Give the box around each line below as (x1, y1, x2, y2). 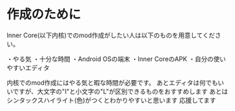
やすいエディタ (6, 63, 50, 72)
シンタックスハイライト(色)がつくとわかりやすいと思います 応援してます (6, 96, 217, 104)
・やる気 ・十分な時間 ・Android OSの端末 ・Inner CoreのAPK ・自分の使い (6, 54, 227, 63)
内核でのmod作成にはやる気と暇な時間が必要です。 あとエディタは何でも (6, 78, 218, 86)
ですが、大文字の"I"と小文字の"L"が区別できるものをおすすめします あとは (12, 87, 229, 96)
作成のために (6, 6, 82, 22)
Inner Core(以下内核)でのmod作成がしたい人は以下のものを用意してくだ (6, 31, 216, 39)
